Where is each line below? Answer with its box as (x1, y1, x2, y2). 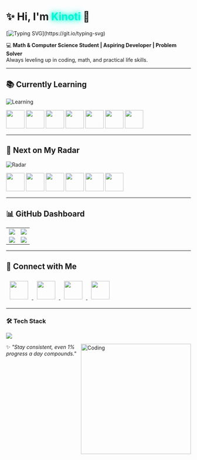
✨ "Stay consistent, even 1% (6, 344, 75, 351)
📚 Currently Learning (6, 79, 87, 89)
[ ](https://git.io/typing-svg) (6, 29, 106, 36)
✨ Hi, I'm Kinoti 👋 (6, 10, 90, 24)
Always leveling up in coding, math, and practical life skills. (6, 56, 148, 63)
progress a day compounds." (6, 350, 77, 357)
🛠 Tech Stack (6, 317, 46, 325)
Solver (6, 50, 22, 57)
